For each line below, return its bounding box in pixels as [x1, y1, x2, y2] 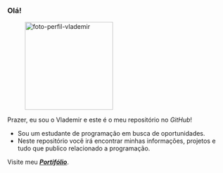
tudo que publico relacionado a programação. [17, 144, 151, 153]
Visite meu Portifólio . [7, 158, 69, 167]
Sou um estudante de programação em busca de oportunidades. [17, 129, 205, 138]
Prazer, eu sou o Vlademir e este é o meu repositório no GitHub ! [7, 115, 192, 124]
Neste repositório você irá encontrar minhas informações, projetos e [17, 136, 216, 146]
